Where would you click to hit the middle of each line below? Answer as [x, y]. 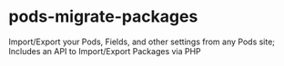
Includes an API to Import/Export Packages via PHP [105, 51]
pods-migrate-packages [103, 17]
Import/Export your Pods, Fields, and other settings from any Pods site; [142, 42]
